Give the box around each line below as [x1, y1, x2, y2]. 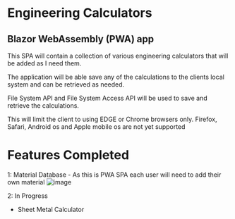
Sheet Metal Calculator [17, 205, 85, 213]
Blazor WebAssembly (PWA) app [7, 33, 155, 45]
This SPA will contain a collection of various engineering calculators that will [7, 51, 229, 60]
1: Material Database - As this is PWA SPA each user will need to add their [7, 170, 222, 179]
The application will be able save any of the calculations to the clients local [7, 73, 224, 81]
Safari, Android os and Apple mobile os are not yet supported [7, 123, 186, 131]
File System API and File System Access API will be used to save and [7, 94, 207, 102]
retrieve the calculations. [7, 101, 80, 110]
